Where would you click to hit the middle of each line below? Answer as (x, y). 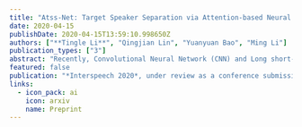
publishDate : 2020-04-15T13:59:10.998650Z (90, 34)
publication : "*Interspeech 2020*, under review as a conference (134, 76)
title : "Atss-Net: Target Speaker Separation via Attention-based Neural (151, 17)
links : (22, 84)
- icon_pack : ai (48, 92)
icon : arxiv (48, 101)
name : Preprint (54, 109)
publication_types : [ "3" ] (58, 51)
